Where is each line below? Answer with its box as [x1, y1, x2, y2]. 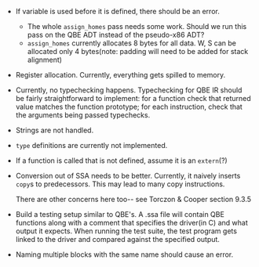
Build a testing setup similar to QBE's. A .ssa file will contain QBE [15, 210, 225, 218]
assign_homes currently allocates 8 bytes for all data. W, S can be [27, 38, 237, 48]
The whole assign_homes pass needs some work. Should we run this [27, 22, 247, 31]
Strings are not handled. [15, 125, 94, 135]
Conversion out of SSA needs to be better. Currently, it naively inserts [15, 171, 241, 180]
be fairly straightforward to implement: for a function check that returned [15, 94, 251, 103]
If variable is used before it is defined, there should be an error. [15, 7, 220, 16]
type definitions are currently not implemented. [15, 141, 168, 150]
